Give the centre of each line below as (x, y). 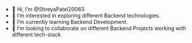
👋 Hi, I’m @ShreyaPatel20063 (48, 9)
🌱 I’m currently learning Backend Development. (70, 22)
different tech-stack (36, 35)
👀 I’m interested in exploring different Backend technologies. (86, 16)
